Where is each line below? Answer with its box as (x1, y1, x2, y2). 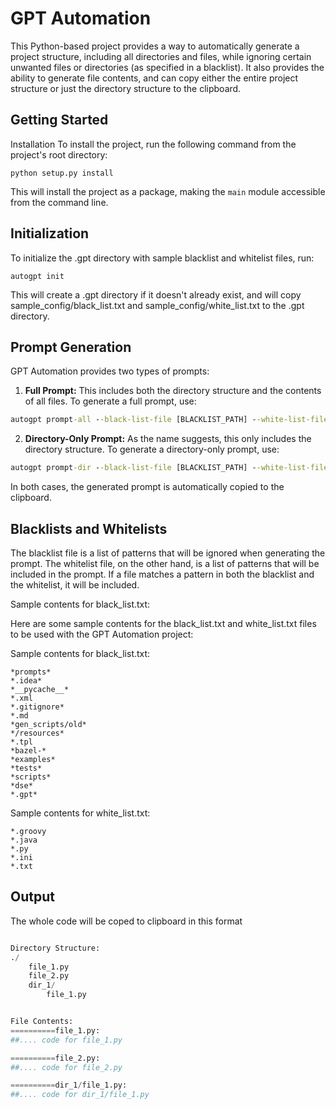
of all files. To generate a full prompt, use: (24, 395, 197, 407)
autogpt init (10, 271, 65, 281)
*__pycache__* (10, 684, 70, 694)
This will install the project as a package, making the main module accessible (10, 185, 326, 197)
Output (10, 888, 55, 906)
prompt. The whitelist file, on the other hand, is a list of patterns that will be (10, 557, 320, 569)
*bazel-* (10, 745, 47, 756)
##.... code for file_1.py (10, 1035, 123, 1045)
